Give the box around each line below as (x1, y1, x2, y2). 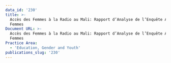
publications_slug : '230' (5, 50, 60, 55)
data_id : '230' (5, 7, 38, 13)
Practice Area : (5, 41, 38, 46)
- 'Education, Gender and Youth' (10, 45, 81, 50)
